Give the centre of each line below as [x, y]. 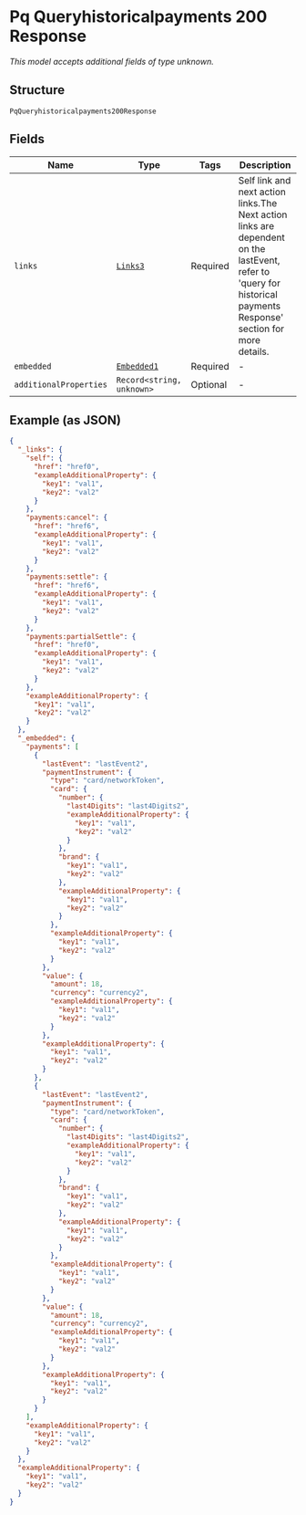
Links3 [130, 266]
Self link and [265, 180]
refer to [254, 271]
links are [256, 225]
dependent [261, 237]
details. [254, 351]
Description [265, 164]
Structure [37, 90]
